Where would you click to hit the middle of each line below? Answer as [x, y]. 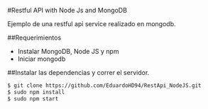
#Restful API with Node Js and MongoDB [67, 10]
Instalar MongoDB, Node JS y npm [68, 51]
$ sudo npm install [36, 92]
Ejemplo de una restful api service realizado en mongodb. [92, 24]
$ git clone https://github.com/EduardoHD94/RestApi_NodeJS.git [104, 86]
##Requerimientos [34, 38]
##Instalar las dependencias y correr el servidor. [78, 73]
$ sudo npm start [33, 98]
